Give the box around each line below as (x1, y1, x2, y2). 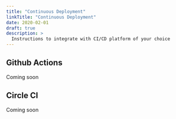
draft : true (6, 25, 35, 31)
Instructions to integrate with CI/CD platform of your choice (11, 36, 170, 42)
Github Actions (6, 58, 63, 68)
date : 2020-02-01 (6, 19, 49, 25)
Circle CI (6, 91, 38, 101)
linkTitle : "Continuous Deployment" (6, 14, 96, 20)
